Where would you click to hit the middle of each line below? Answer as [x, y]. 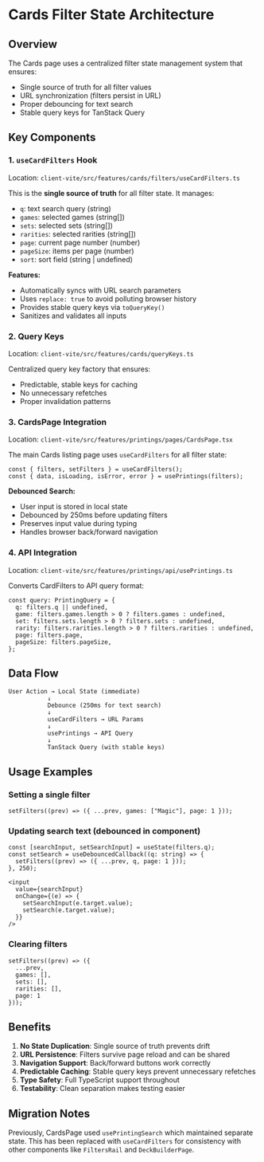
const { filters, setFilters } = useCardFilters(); [95, 469]
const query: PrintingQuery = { [62, 600]
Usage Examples [50, 772]
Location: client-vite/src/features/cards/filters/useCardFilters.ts [124, 178]
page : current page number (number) [80, 242]
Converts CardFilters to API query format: [76, 585]
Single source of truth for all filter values [85, 87]
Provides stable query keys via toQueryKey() [92, 307]
